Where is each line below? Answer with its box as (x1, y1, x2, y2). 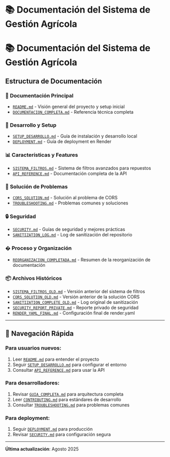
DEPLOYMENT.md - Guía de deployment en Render (12, 138, 112, 145)
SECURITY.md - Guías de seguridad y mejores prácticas (12, 226, 125, 232)
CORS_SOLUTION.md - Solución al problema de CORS (12, 194, 118, 200)
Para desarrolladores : (5, 379, 60, 386)
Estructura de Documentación (5, 77, 102, 85)
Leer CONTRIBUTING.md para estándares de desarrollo (12, 396, 121, 402)
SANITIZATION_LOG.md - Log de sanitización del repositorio (12, 232, 133, 238)
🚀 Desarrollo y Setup (5, 121, 57, 128)
